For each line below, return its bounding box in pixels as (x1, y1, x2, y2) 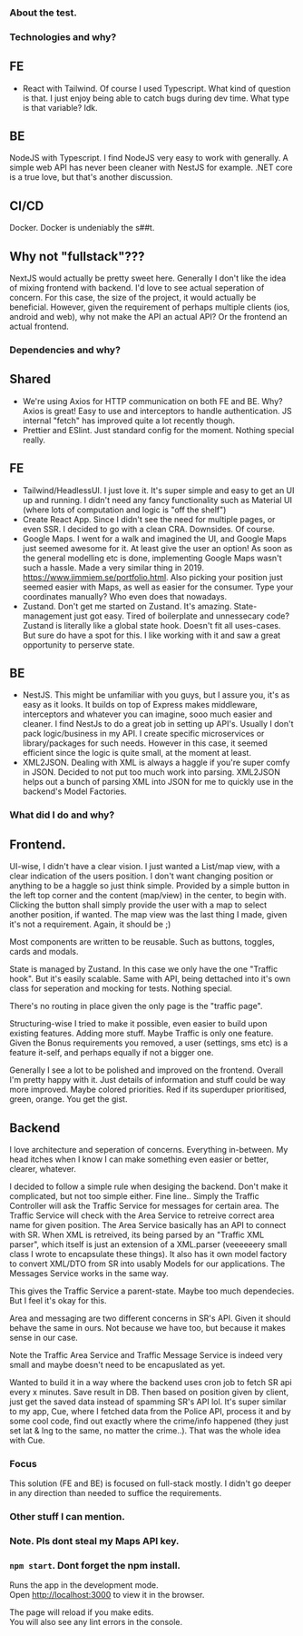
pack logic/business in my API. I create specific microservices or (22, 729, 265, 739)
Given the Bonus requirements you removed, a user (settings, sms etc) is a (9, 1037, 288, 1048)
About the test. (9, 6, 77, 19)
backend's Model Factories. (22, 786, 127, 797)
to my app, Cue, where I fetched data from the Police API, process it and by (9, 1406, 292, 1416)
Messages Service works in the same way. (9, 1268, 170, 1278)
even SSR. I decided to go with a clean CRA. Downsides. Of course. (22, 523, 275, 534)
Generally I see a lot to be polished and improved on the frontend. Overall (9, 1065, 284, 1076)
